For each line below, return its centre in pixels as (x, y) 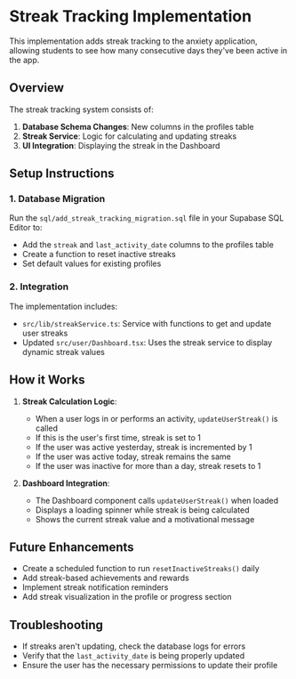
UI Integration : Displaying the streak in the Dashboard (121, 145)
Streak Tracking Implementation (130, 16)
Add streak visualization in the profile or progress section (127, 597)
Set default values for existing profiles (92, 263)
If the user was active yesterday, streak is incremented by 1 (144, 447)
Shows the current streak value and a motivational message (145, 519)
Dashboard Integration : (66, 483)
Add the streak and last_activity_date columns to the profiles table (148, 245)
